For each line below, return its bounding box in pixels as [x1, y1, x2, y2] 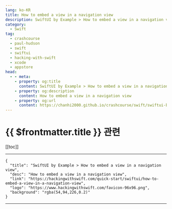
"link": [10, 176, 27, 182]
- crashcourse [10, 36, 40, 41]
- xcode [10, 60, 27, 65]
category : [5, 22, 27, 27]
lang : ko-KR [5, 7, 31, 13]
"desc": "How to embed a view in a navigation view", [10, 172, 127, 177]
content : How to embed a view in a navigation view [18, 93, 132, 98]
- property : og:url [14, 98, 56, 103]
